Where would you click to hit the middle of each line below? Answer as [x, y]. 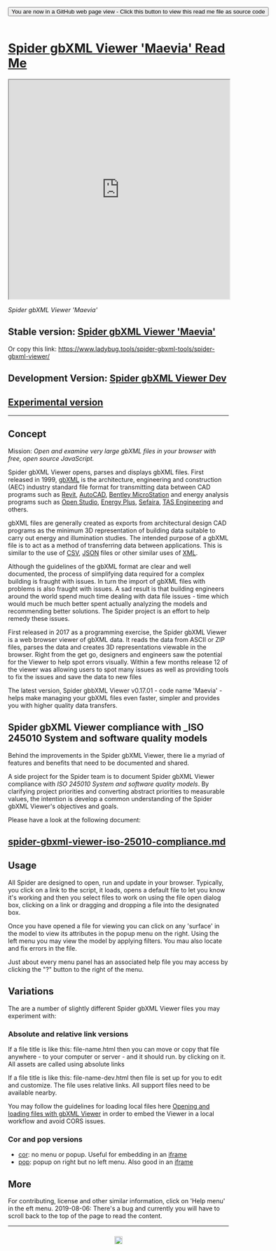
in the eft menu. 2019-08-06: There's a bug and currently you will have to [114, 1208]
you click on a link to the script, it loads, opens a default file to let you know [117, 890]
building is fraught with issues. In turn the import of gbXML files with [107, 581]
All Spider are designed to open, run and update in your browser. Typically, [116, 882]
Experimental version [56, 402]
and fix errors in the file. [43, 948]
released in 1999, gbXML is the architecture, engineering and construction [115, 479]
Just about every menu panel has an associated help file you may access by [118, 962]
